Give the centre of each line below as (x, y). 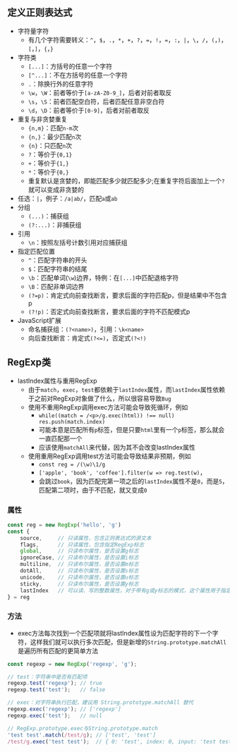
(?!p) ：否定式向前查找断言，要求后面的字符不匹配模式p (109, 312)
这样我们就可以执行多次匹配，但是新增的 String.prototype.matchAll (128, 642)
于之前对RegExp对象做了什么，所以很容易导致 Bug (99, 398)
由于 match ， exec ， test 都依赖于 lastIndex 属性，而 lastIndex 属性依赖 (127, 389)
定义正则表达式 (40, 13)
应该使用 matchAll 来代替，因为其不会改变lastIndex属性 (117, 447)
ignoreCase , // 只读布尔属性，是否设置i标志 (79, 558)
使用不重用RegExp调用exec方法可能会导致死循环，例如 (108, 407)
